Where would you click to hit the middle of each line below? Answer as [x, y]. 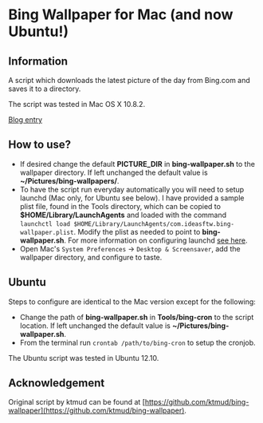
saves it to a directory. [45, 89]
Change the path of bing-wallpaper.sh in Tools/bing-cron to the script [137, 317]
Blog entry [25, 120]
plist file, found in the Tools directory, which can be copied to [120, 206]
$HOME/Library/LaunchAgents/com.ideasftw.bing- [154, 224]
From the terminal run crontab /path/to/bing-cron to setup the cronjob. [138, 342]
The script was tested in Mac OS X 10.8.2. [77, 104]
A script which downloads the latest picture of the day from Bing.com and [130, 80]
